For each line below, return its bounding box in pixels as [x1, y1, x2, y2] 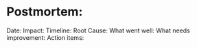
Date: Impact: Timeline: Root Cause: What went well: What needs [6, 26, 190, 34]
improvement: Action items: [6, 33, 84, 41]
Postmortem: [6, 4, 83, 20]
